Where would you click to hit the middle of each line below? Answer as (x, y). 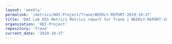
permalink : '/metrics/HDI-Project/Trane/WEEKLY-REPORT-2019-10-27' (79, 15)
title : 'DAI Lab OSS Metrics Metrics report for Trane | (67, 19)
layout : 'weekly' (24, 10)
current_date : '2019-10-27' (35, 33)
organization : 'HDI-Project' (36, 24)
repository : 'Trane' (27, 29)
